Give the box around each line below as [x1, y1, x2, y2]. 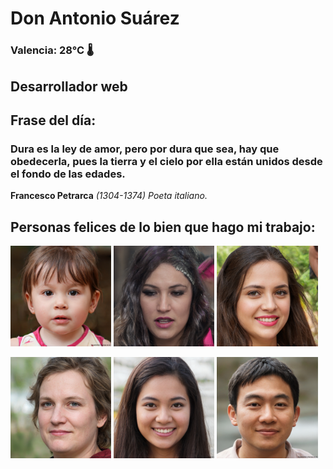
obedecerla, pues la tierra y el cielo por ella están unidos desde [10, 154, 323, 168]
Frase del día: [10, 112, 97, 129]
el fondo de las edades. [10, 167, 126, 181]
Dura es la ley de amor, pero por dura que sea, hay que [10, 142, 280, 156]
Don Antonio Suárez [10, 7, 180, 30]
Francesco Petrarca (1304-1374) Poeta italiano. [10, 190, 208, 202]
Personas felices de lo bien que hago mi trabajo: [10, 218, 316, 236]
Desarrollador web [10, 78, 128, 95]
